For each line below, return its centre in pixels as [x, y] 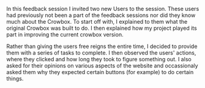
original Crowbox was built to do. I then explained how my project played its [102, 28]
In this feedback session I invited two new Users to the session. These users [103, 9]
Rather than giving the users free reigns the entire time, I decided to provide [102, 46]
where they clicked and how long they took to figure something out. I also [99, 59]
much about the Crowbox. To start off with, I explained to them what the [97, 22]
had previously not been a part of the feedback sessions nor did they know [101, 15]
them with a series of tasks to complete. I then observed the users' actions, [101, 53]
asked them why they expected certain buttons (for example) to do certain [100, 72]
